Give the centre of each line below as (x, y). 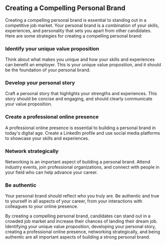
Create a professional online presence (52, 117)
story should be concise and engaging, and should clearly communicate (79, 99)
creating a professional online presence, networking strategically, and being (83, 232)
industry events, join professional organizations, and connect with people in (82, 167)
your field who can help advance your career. (52, 172)
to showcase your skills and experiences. (47, 138)
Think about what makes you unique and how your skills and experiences (80, 59)
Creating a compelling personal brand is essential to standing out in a (76, 20)
